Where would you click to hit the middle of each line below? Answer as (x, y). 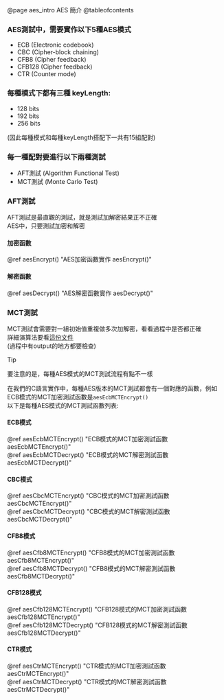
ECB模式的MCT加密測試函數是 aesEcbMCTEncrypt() (78, 397)
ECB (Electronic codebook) (55, 45)
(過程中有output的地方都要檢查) (52, 346)
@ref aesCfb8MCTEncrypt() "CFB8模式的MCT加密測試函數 (91, 552)
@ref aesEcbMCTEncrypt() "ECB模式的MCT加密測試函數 (88, 439)
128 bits (28, 108)
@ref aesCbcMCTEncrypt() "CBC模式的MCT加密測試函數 (88, 495)
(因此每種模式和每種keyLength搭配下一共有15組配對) (81, 137)
